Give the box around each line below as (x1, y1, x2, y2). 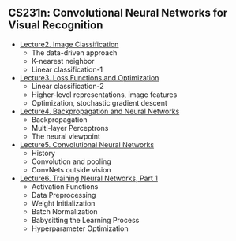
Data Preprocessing (31, 190, 96, 199)
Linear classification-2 (31, 81, 104, 91)
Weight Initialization (31, 198, 96, 208)
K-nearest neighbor (31, 56, 95, 65)
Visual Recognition (8, 19, 103, 32)
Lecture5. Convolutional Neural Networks (19, 139, 155, 149)
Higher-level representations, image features (31, 90, 178, 99)
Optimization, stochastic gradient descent (31, 98, 168, 107)
